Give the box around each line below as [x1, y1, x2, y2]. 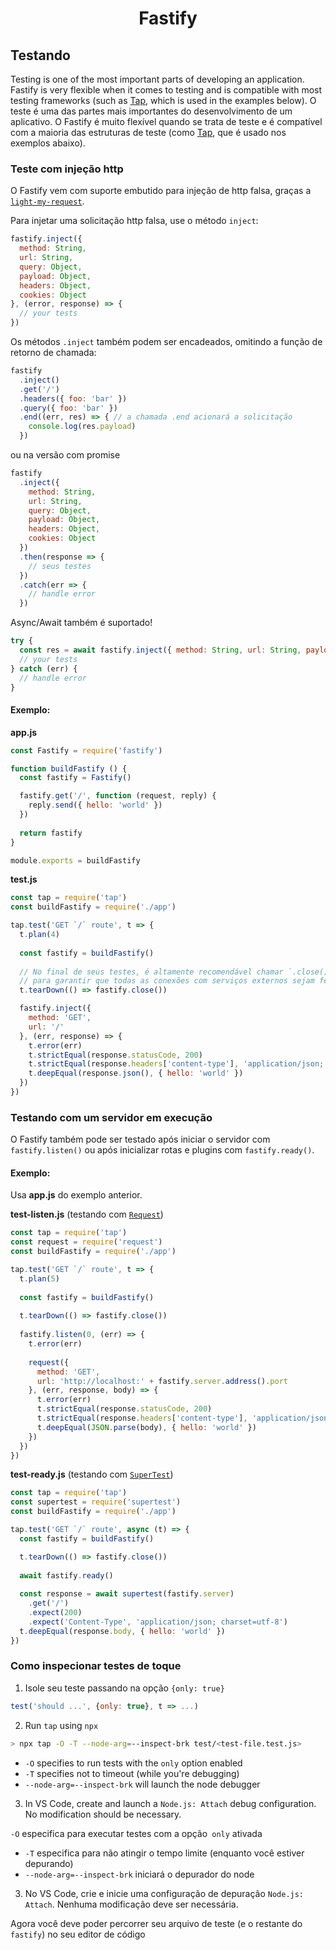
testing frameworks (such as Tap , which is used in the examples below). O [10, 95, 317, 106]
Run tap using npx [24, 1719, 99, 1731]
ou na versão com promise [10, 449, 121, 461]
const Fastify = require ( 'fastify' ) [10, 745, 163, 756]
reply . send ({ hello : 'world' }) [28, 800, 163, 811]
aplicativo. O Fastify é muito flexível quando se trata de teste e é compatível [10, 116, 323, 127]
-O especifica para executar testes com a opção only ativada [10, 1827, 263, 1839]
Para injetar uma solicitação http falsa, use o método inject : [10, 215, 259, 227]
